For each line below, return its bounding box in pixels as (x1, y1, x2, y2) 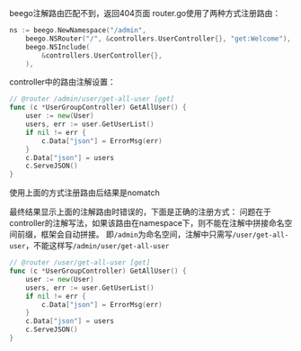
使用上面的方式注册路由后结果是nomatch (9, 187, 160, 198)
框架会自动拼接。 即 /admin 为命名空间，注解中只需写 (40, 229, 233, 240)
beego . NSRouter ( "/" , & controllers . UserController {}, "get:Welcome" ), (25, 34, 292, 43)
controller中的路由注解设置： (9, 76, 116, 87)
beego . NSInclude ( (25, 42, 91, 51)
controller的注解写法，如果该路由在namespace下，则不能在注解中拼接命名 (9, 218, 285, 229)
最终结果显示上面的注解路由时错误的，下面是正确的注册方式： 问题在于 (9, 206, 271, 218)
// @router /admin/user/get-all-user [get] (9, 94, 175, 103)
